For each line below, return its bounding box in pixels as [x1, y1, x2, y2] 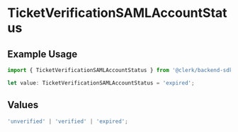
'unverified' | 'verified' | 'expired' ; [7, 118, 129, 125]
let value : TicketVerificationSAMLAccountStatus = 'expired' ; [7, 79, 195, 86]
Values [7, 99, 39, 111]
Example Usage [7, 48, 78, 60]
